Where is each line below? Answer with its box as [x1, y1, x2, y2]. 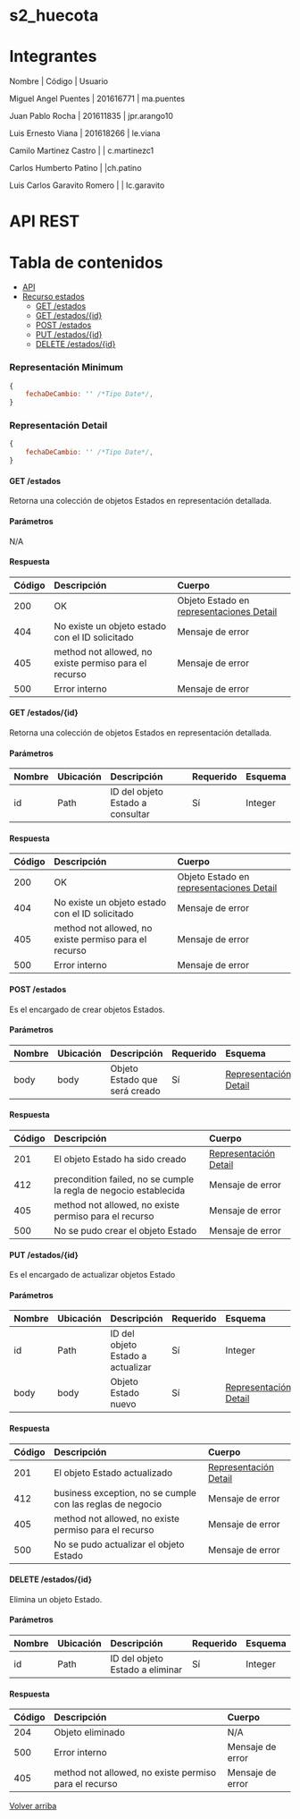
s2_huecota [9, 5, 99, 26]
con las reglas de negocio [54, 1498, 162, 1510]
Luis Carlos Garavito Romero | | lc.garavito [9, 180, 165, 191]
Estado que [110, 1073, 158, 1085]
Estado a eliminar [110, 1663, 183, 1676]
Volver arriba [9, 1800, 57, 1812]
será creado [110, 1084, 161, 1097]
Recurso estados [21, 292, 85, 302]
